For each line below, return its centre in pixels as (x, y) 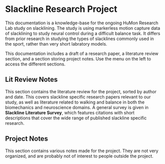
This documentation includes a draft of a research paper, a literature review (82, 54)
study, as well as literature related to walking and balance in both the (75, 102)
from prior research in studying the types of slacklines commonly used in (80, 39)
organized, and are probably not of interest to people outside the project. (79, 156)
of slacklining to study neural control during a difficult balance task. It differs (83, 33)
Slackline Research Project (61, 9)
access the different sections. (35, 64)
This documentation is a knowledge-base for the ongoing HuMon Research (82, 23)
